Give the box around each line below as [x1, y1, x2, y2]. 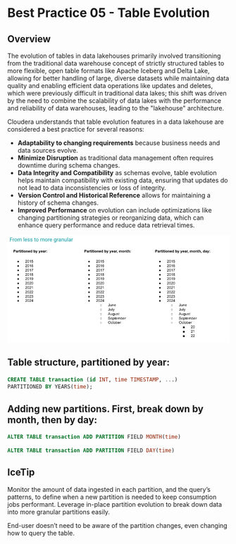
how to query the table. [7, 529, 75, 537]
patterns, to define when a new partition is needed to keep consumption [7, 493, 217, 501]
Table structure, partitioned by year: [7, 357, 170, 369]
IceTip [7, 467, 35, 479]
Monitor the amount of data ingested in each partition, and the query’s [7, 485, 211, 493]
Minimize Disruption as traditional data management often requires [17, 153, 213, 162]
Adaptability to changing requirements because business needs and [17, 139, 221, 147]
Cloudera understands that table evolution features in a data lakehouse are [7, 118, 224, 126]
